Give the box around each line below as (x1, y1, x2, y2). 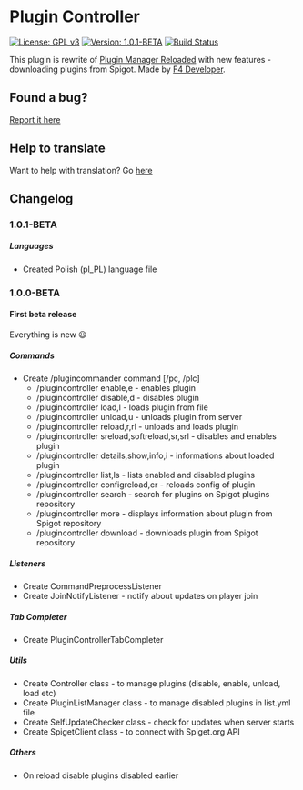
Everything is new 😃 (9, 329, 87, 340)
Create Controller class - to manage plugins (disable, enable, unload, (22, 677, 281, 688)
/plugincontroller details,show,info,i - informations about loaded (35, 450, 275, 461)
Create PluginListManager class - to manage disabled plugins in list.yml (22, 697, 291, 708)
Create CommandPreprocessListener (22, 580, 162, 592)
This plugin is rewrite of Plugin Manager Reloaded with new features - (9, 54, 271, 65)
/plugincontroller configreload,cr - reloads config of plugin (35, 479, 256, 490)
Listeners (9, 557, 46, 569)
